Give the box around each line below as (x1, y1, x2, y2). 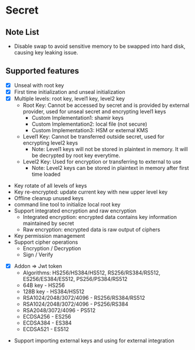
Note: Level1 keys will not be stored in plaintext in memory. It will (31, 146, 188, 152)
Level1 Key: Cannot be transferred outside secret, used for (22, 133, 165, 140)
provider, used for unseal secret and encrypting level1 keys (22, 108, 166, 115)
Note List (5, 27, 39, 37)
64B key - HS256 (22, 282, 65, 289)
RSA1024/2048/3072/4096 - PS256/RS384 (22, 300, 128, 308)
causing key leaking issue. (14, 49, 78, 56)
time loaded (31, 171, 61, 178)
